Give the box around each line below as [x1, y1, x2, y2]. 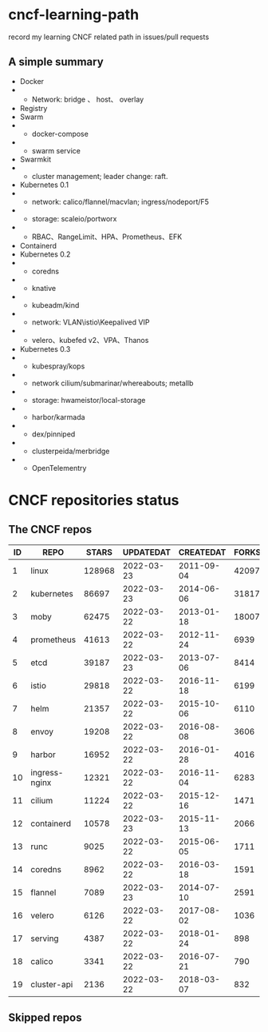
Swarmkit [19, 154, 52, 164]
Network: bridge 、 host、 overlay [31, 94, 144, 104]
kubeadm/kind [31, 300, 80, 309]
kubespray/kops [31, 361, 85, 371]
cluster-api [30, 978, 73, 990]
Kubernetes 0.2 [19, 249, 71, 259]
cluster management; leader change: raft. [31, 171, 168, 181]
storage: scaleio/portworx [31, 213, 117, 223]
